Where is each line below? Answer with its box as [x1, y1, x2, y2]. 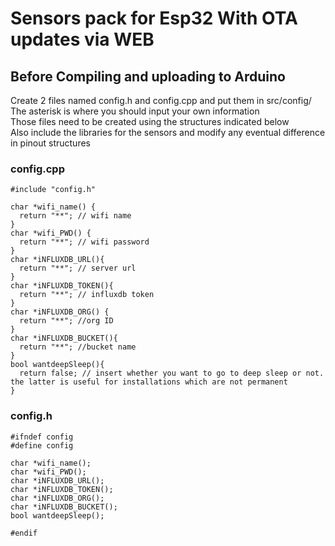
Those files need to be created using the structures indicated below [10, 116, 290, 127]
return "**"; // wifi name [19, 211, 132, 221]
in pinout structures [10, 137, 91, 149]
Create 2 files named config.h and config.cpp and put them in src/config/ [10, 95, 312, 106]
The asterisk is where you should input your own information [10, 105, 260, 117]
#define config [10, 440, 74, 451]
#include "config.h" [10, 185, 97, 195]
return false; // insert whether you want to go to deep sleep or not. [19, 368, 325, 379]
